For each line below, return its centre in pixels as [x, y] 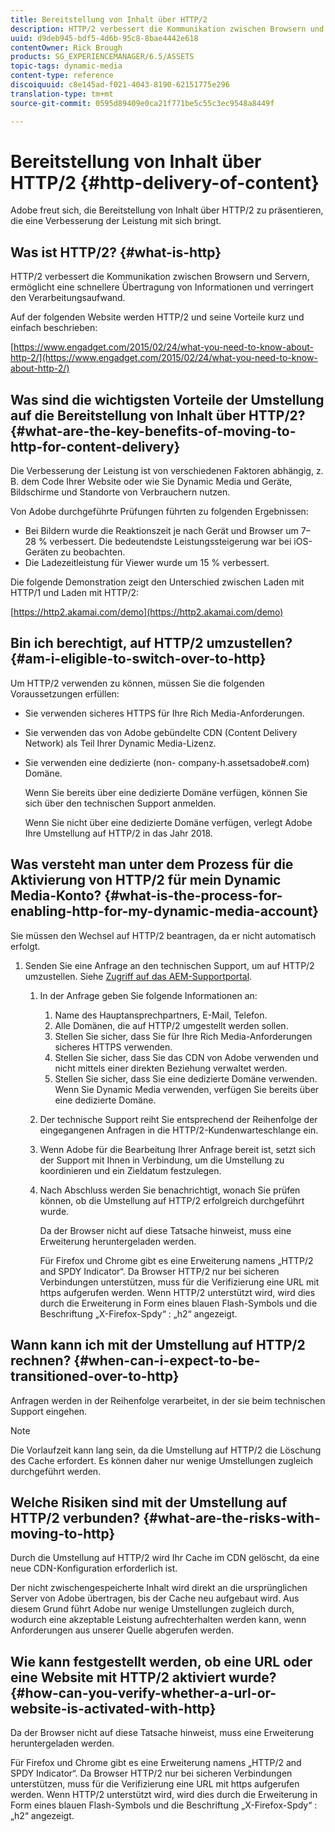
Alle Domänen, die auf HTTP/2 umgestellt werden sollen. [171, 1025]
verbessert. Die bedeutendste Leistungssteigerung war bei [170, 542]
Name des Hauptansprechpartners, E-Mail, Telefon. [161, 1015]
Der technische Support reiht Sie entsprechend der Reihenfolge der [178, 1119]
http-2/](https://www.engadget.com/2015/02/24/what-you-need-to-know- [164, 358]
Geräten [41, 552]
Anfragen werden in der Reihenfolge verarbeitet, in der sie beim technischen [168, 1400]
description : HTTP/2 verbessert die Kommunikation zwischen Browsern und [167, 29]
